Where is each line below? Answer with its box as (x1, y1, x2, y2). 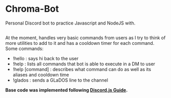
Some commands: (5, 45, 44, 52)
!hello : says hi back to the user (12, 56, 79, 62)
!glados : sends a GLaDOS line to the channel (12, 77, 109, 83)
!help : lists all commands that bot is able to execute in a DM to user (12, 61, 155, 67)
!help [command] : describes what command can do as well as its (12, 66, 152, 72)
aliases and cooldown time (12, 72, 69, 78)
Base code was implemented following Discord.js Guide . (5, 87, 128, 93)
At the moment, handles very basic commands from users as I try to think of (5, 35, 166, 41)
